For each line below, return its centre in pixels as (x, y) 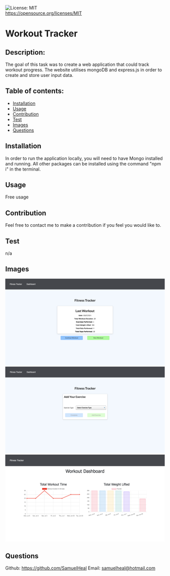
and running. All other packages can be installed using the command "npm (83, 163)
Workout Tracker (41, 34)
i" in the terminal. (23, 169)
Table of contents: (35, 91)
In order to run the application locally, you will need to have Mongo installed (84, 158)
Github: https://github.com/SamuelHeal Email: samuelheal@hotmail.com (80, 568)
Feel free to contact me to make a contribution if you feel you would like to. (83, 225)
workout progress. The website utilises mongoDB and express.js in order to (84, 70)
